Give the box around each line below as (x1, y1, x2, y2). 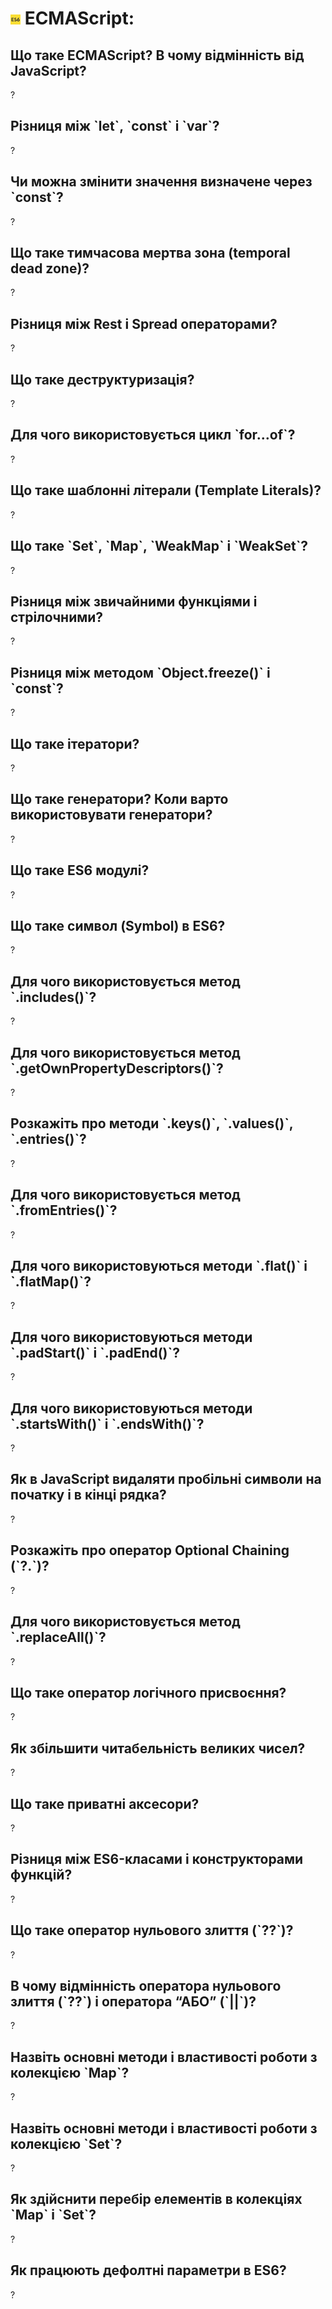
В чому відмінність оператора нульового (10, 1977, 282, 1994)
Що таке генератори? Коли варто (10, 791, 229, 808)
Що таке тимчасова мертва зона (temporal (10, 245, 291, 262)
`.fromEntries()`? (10, 1202, 118, 1219)
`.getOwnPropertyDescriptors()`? (10, 1060, 224, 1077)
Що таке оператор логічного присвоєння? (10, 1684, 287, 1701)
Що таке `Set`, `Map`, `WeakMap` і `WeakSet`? (10, 538, 309, 555)
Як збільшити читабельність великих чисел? (10, 1740, 306, 1757)
